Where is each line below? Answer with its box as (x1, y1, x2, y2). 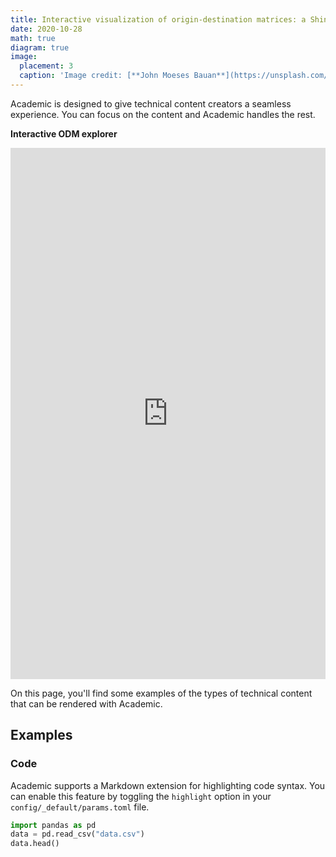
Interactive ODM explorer (10, 127, 118, 140)
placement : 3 (19, 61, 74, 71)
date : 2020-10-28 (10, 24, 83, 34)
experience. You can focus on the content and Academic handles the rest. (10, 108, 316, 120)
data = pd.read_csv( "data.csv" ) (10, 829, 145, 840)
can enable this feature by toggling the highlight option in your (10, 790, 272, 802)
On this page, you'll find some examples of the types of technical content (10, 687, 313, 699)
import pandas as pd (10, 820, 97, 830)
